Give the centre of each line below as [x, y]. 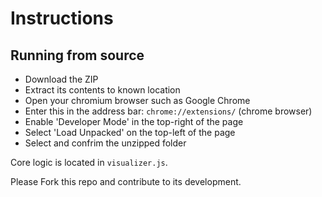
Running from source [77, 55]
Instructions [62, 18]
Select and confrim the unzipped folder [105, 143]
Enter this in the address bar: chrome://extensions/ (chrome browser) [168, 111]
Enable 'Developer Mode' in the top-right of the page [134, 121]
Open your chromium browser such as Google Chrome [137, 100]
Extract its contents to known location [102, 90]
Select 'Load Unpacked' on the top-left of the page [130, 132]
